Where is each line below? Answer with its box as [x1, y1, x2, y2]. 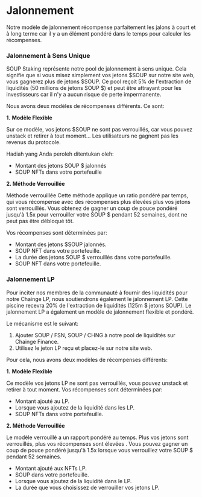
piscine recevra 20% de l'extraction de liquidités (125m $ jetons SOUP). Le [6, 302, 192, 309]
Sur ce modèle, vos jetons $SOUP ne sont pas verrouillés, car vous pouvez [6, 126, 193, 133]
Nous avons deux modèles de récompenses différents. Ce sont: [6, 103, 165, 110]
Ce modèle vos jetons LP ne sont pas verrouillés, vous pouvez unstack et [6, 379, 188, 387]
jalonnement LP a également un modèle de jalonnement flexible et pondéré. [6, 308, 194, 315]
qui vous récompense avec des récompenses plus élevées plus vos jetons [6, 198, 191, 206]
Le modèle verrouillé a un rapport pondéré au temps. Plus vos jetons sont [6, 434, 189, 441]
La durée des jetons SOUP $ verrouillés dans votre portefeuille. [14, 254, 172, 261]
